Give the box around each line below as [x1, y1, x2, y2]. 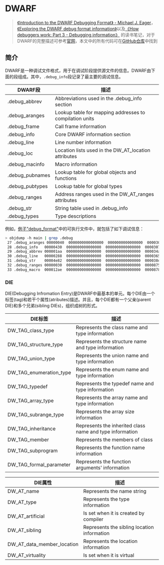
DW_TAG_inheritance [7, 425, 56, 432]
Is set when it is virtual [83, 552, 134, 559]
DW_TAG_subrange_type [7, 411, 64, 418]
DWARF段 [17, 86, 41, 93]
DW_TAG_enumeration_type [7, 369, 72, 376]
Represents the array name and [76, 394, 148, 401]
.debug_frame [7, 123, 40, 130]
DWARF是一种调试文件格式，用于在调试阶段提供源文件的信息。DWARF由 [5, 67, 151, 73]
